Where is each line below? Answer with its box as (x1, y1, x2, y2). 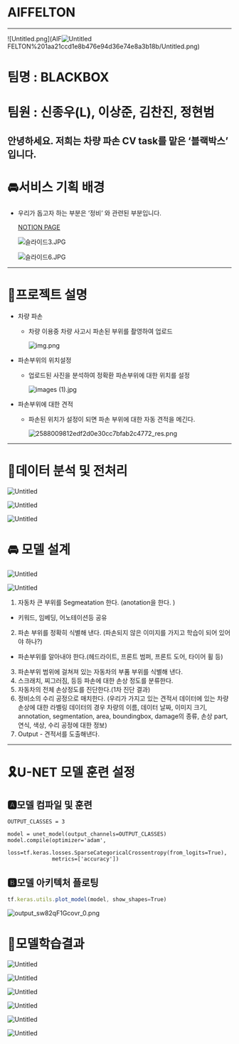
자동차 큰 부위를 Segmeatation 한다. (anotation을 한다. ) (17, 598, 176, 607)
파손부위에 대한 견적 (17, 400, 73, 408)
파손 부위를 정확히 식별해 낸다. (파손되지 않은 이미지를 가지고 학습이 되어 (17, 629, 218, 637)
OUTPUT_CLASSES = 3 (7, 819, 65, 826)
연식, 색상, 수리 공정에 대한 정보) (17, 721, 108, 730)
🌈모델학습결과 (7, 936, 85, 952)
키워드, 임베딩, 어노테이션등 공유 (17, 613, 107, 622)
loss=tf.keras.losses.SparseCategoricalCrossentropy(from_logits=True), (7, 849, 228, 857)
